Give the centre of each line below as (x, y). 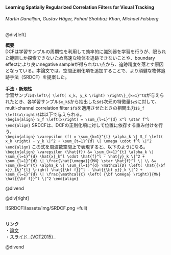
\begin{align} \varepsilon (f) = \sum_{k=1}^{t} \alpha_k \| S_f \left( (84, 137)
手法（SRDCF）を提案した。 (40, 77)
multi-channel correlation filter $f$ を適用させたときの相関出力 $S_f (75, 108)
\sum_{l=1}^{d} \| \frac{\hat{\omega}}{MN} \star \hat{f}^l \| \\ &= (81, 161)
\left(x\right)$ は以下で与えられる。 (45, 114)
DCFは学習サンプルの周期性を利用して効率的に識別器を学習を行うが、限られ (86, 52)
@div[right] (17, 198)
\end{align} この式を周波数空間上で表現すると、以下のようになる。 (77, 147)
